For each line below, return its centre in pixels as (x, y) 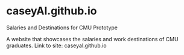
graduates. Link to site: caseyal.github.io (56, 45)
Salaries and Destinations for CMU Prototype (62, 27)
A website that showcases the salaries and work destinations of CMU (93, 39)
